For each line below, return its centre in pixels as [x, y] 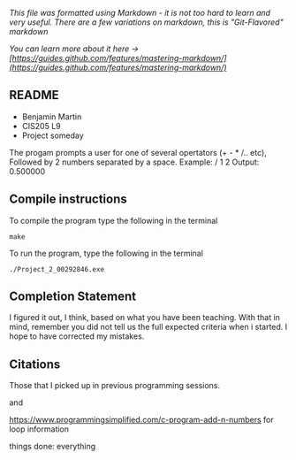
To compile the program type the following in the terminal [114, 220]
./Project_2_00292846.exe [57, 269]
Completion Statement [73, 297]
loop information [39, 429]
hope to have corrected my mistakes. [77, 336]
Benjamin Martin [52, 116]
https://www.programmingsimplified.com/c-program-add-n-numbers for [141, 420]
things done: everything [53, 447]
